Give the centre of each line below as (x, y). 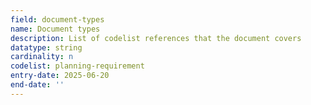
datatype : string (46, 47)
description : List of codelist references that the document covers (156, 38)
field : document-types (57, 19)
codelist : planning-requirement (77, 66)
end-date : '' (37, 85)
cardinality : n (42, 57)
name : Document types (55, 29)
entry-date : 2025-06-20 (60, 76)
